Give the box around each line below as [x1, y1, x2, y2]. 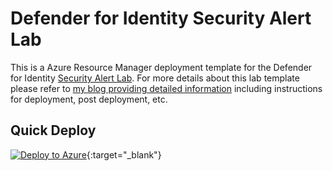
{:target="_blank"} [86, 148, 162, 161]
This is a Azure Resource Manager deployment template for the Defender [10, 61, 313, 73]
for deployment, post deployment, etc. [10, 93, 168, 105]
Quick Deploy [10, 122, 97, 139]
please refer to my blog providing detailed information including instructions [10, 82, 323, 94]
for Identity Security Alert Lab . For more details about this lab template [10, 72, 300, 84]
